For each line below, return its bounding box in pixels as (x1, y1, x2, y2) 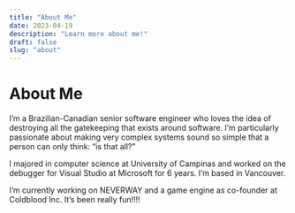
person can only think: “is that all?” (9, 141, 136, 152)
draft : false (9, 37, 57, 47)
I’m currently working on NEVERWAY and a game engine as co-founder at (9, 185, 278, 195)
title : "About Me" (9, 12, 77, 22)
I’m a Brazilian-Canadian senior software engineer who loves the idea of (9, 113, 272, 124)
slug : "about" (9, 46, 62, 55)
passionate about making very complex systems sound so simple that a (9, 132, 269, 142)
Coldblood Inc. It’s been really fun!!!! (9, 194, 141, 205)
